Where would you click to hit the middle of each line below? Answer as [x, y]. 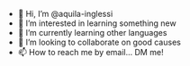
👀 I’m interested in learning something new [97, 23]
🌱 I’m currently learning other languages [92, 33]
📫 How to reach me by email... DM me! [90, 52]
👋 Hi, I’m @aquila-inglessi [65, 14]
